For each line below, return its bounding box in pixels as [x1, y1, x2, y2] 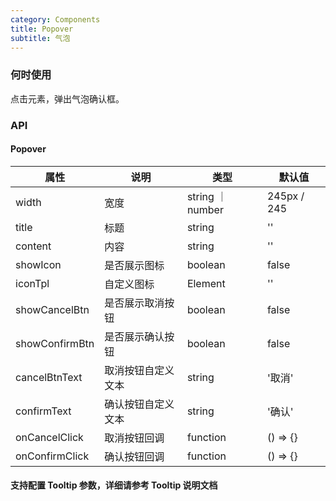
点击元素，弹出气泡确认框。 [10, 92, 125, 105]
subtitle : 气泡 [10, 33, 71, 43]
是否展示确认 [104, 329, 165, 343]
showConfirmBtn [15, 336, 95, 350]
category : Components [10, 14, 101, 25]
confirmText [15, 404, 72, 418]
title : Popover [10, 24, 74, 34]
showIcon [15, 257, 62, 271]
